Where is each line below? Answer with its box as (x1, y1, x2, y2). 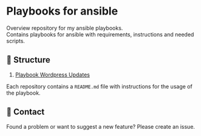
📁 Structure (6, 55, 50, 65)
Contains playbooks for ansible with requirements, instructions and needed (6, 30, 194, 38)
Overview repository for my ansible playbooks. (6, 24, 123, 32)
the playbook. (6, 89, 41, 97)
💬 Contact (6, 107, 45, 117)
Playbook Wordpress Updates (15, 71, 90, 78)
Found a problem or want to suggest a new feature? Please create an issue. (6, 123, 196, 130)
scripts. (6, 37, 26, 44)
